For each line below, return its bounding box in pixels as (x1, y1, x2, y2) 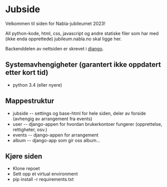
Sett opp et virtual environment (12, 171, 78, 177)
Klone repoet (12, 166, 40, 172)
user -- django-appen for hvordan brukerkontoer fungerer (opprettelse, (12, 121, 162, 127)
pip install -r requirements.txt (12, 176, 74, 182)
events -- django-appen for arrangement (12, 131, 99, 138)
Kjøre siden (5, 152, 42, 161)
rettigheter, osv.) (12, 126, 47, 132)
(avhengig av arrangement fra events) (12, 116, 93, 122)
